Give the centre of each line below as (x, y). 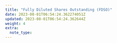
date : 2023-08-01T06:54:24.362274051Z (45, 14)
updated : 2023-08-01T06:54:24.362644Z (45, 19)
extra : (12, 28)
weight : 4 (15, 23)
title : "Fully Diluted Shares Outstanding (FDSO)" (59, 10)
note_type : (21, 33)
